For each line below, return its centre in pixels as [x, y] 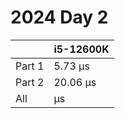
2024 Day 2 [59, 17]
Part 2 [30, 82]
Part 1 [30, 66]
